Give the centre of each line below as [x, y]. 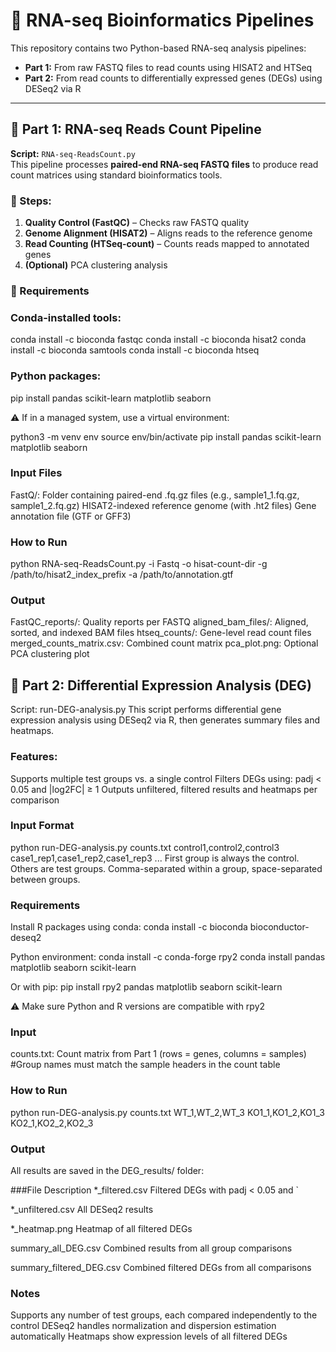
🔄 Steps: [31, 201]
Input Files [36, 473]
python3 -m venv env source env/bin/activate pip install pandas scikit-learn [166, 436]
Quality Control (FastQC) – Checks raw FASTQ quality [137, 223]
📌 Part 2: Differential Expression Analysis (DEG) [161, 685]
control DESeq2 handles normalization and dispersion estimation [143, 1326]
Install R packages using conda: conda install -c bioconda [129, 927]
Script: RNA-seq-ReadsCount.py [73, 153]
